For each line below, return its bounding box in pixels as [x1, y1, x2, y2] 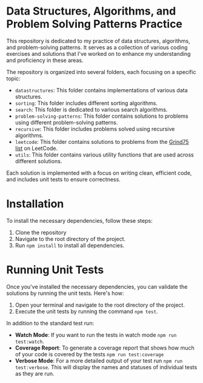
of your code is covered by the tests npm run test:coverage [15, 350, 164, 358]
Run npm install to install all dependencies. [15, 242, 125, 249]
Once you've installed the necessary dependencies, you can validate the [6, 283, 188, 290]
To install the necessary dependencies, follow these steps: [6, 217, 153, 224]
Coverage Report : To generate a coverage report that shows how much [15, 344, 195, 351]
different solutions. [15, 157, 62, 164]
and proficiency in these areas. [6, 56, 84, 64]
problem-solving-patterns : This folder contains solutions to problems [15, 112, 189, 120]
